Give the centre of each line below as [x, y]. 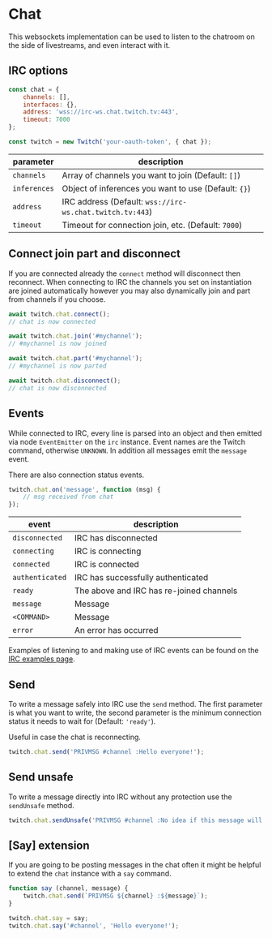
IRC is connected [106, 565]
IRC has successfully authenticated [141, 578]
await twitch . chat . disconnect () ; [65, 381]
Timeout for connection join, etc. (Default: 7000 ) [152, 225]
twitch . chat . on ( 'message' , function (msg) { [85, 489]
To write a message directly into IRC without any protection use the [120, 797]
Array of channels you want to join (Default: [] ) [151, 175]
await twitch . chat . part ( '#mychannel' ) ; [76, 359]
